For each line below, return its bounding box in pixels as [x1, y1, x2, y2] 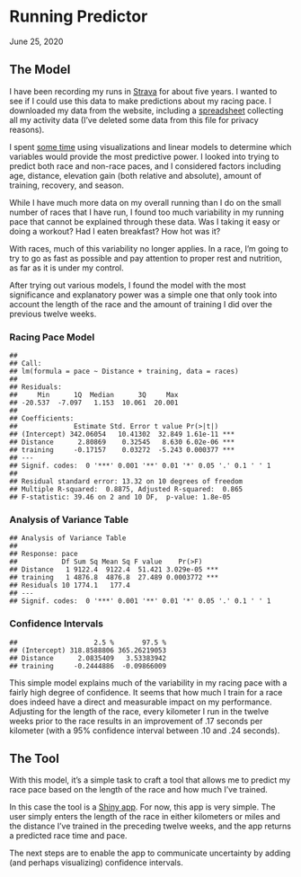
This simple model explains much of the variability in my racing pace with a [9, 677, 288, 688]
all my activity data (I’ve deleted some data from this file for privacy [9, 114, 259, 125]
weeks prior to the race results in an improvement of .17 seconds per [9, 715, 263, 726]
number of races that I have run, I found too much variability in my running [9, 207, 285, 217]
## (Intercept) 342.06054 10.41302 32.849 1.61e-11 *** [9, 430, 235, 439]
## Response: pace [9, 550, 78, 559]
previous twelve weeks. [9, 308, 97, 319]
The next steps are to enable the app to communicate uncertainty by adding [9, 847, 291, 859]
